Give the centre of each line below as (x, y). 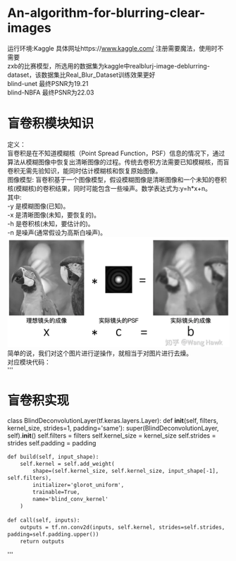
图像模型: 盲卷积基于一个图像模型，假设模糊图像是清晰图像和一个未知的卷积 (117, 179)
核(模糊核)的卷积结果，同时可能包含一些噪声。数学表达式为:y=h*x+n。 (109, 188)
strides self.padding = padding (52, 443)
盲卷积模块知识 (51, 124)
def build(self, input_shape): (53, 457)
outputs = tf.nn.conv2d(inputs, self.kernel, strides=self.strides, (123, 528)
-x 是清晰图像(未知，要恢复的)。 (54, 215)
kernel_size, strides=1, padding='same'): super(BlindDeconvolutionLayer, (113, 429)
